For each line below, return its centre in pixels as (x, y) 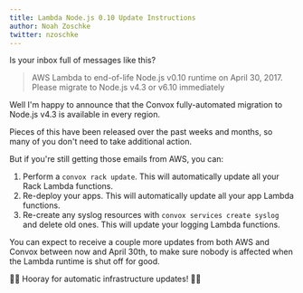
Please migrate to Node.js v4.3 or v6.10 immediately (128, 88)
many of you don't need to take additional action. (101, 142)
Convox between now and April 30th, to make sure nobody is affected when (151, 252)
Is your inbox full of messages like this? (83, 61)
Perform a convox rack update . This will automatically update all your (151, 176)
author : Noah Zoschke (50, 26)
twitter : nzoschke (44, 34)
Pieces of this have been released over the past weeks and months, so (141, 132)
